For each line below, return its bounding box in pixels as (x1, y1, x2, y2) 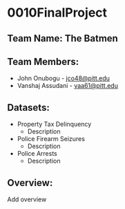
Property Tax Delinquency (17, 120, 92, 129)
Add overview (7, 195, 47, 203)
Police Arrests (17, 149, 57, 158)
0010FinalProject (7, 5, 108, 21)
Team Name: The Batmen (7, 33, 119, 44)
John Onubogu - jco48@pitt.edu (17, 74, 110, 82)
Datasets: (7, 102, 50, 113)
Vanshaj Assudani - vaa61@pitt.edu (17, 82, 119, 90)
